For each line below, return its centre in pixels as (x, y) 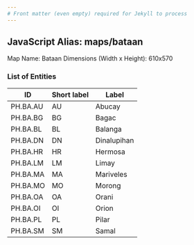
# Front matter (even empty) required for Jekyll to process (97, 14)
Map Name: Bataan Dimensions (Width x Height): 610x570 (90, 58)
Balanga (109, 129)
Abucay (108, 106)
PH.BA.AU (27, 106)
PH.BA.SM (27, 230)
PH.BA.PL (26, 219)
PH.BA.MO (28, 185)
